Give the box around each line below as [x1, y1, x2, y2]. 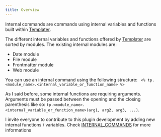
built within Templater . [5, 26, 51, 32]
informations [5, 127, 32, 133]
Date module [12, 51, 39, 57]
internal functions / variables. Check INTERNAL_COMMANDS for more [5, 121, 151, 127]
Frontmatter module [12, 61, 54, 67]
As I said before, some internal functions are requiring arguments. [5, 90, 142, 96]
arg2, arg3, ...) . [102, 106, 140, 112]
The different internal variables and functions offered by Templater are [5, 36, 151, 42]
